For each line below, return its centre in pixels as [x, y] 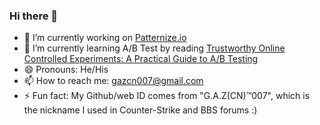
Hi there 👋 [34, 16]
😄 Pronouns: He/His [66, 70]
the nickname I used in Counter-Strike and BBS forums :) [140, 110]
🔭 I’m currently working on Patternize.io [105, 38]
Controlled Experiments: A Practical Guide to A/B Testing [141, 59]
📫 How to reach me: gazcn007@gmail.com [113, 81]
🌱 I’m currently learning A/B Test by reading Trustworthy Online [154, 48]
